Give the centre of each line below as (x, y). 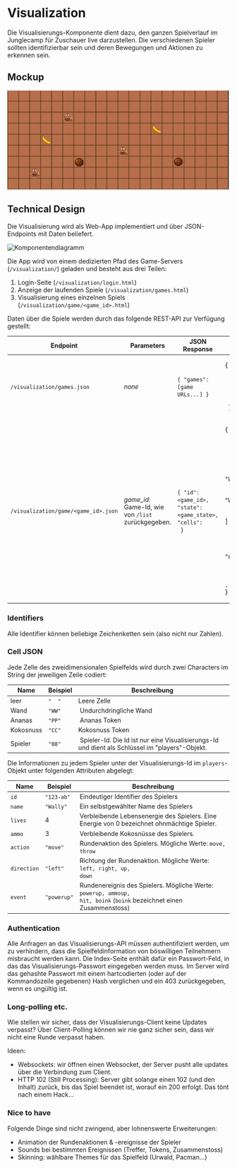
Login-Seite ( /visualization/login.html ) (77, 282)
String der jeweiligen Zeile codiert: (57, 674)
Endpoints (22, 234)
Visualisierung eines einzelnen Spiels (71, 297)
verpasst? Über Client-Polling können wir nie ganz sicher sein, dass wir (111, 1030)
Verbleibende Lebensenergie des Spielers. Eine (148, 816)
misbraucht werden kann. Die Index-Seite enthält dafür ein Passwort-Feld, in (119, 959)
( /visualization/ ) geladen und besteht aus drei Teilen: (87, 268)
